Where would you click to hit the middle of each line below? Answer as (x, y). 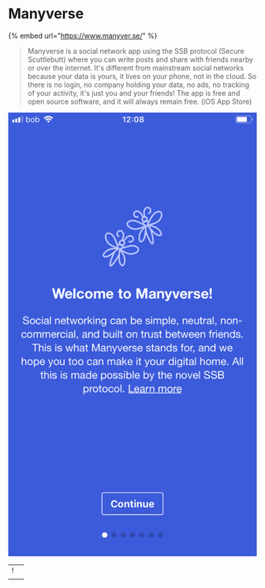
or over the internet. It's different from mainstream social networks (136, 67)
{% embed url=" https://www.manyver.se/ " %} (83, 36)
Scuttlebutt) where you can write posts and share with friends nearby (140, 59)
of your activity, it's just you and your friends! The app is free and (134, 93)
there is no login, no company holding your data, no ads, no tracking (138, 85)
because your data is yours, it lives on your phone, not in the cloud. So (142, 76)
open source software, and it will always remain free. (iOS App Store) (140, 101)
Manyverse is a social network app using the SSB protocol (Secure (136, 51)
